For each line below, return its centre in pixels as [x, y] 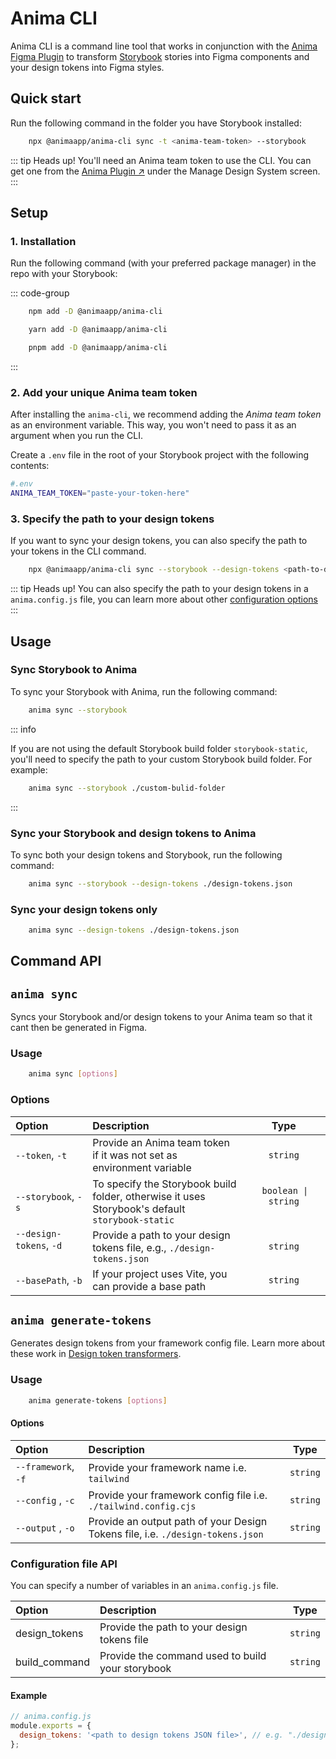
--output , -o [45, 1527]
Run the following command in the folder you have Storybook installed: [156, 123]
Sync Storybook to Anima [74, 670]
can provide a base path [149, 1286]
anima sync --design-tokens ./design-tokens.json [134, 930]
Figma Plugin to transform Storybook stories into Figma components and [160, 56]
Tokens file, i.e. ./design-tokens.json [176, 1534]
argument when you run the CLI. [76, 436]
